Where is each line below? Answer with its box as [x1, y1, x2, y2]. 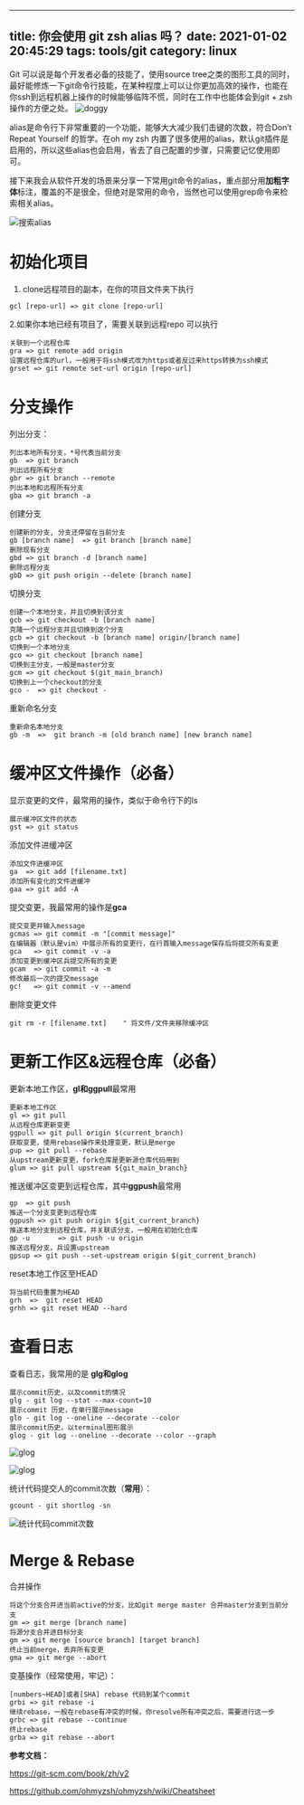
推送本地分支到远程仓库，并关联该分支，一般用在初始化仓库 [9, 1225, 198, 1235]
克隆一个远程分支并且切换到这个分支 [9, 625, 125, 634]
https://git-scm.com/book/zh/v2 [9, 1768, 129, 1779]
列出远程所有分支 [9, 465, 64, 475]
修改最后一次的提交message [9, 974, 100, 983]
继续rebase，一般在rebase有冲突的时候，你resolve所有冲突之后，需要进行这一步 [9, 1707, 275, 1717]
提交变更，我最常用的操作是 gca [9, 901, 128, 912]
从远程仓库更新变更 [9, 1120, 71, 1129]
